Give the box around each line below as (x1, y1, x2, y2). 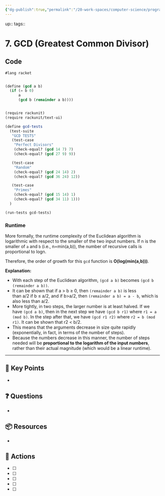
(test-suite (9, 128, 34, 133)
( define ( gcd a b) (5, 84, 43, 89)
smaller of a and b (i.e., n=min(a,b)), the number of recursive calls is (5, 243, 142, 249)
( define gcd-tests (5, 124, 43, 129)
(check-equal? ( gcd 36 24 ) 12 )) (14, 174, 80, 179)
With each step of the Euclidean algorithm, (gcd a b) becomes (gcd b (12, 277, 154, 283)
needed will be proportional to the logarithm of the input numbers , (12, 340, 150, 346)
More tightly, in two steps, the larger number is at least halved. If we (12, 303, 150, 309)
